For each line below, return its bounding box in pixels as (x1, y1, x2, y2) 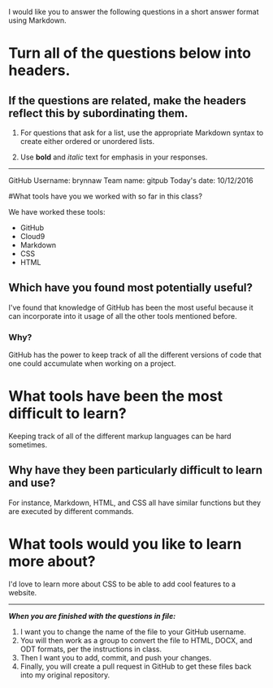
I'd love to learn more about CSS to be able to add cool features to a (8, 579, 236, 589)
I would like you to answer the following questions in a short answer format (8, 7, 259, 16)
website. (8, 587, 37, 597)
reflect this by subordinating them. (8, 106, 188, 120)
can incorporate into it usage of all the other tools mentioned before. (8, 311, 237, 320)
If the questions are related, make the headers (8, 94, 246, 107)
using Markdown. (8, 15, 67, 25)
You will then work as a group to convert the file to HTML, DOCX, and (19, 635, 253, 645)
